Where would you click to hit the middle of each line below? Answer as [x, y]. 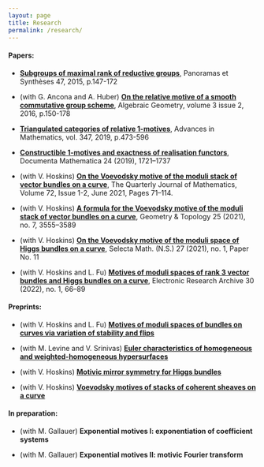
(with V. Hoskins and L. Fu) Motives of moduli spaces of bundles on [131, 324]
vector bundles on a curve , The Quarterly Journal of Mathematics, [128, 184]
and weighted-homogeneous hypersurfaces [94, 357]
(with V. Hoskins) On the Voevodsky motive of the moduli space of [129, 240]
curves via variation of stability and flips [87, 333]
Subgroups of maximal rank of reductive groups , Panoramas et [124, 73]
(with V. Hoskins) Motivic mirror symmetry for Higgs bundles [121, 372]
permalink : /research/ [45, 30]
